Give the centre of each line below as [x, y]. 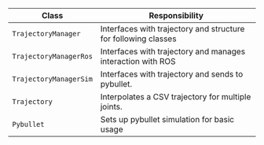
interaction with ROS [138, 61]
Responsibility [176, 15]
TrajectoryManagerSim [52, 79]
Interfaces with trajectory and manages [173, 52]
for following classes [138, 39]
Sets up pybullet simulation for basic [167, 119]
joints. [112, 107]
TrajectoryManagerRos [52, 56]
